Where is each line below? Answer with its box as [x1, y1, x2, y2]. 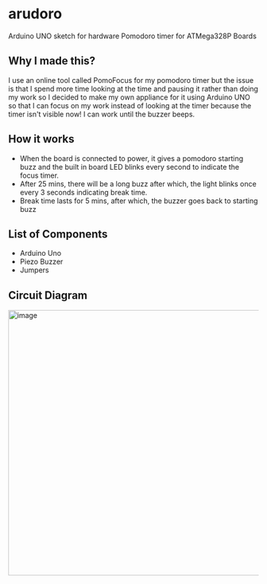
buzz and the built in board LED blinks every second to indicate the [19, 162, 240, 171]
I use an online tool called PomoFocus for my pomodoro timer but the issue [8, 75, 254, 84]
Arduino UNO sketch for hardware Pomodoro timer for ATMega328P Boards [8, 31, 257, 41]
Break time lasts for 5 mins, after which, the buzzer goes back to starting [19, 196, 258, 206]
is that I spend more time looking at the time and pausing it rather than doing [8, 84, 258, 93]
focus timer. [19, 170, 60, 180]
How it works [8, 132, 75, 146]
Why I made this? [8, 54, 96, 68]
